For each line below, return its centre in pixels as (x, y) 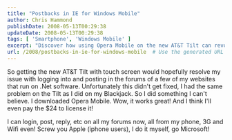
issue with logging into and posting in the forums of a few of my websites (111, 79)
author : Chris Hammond (40, 20)
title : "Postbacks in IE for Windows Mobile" (74, 13)
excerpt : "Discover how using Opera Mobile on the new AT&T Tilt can (109, 46)
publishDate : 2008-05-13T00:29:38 (57, 26)
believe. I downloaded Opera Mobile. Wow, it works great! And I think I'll (109, 101)
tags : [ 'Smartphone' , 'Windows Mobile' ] (69, 39)
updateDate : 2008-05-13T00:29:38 (55, 33)
